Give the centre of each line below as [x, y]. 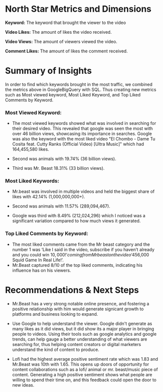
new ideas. [23, 385]
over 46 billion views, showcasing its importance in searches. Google [82, 134]
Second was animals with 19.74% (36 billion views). [64, 159]
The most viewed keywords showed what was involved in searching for [84, 123]
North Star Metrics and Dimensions [78, 9]
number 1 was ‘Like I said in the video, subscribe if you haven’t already [83, 249]
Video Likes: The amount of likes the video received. [58, 32]
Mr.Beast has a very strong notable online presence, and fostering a [81, 303]
